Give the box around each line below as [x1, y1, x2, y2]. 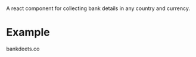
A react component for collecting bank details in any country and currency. [6, 5, 191, 12]
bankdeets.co [6, 45, 40, 52]
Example [6, 26, 50, 39]
